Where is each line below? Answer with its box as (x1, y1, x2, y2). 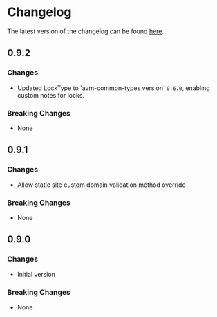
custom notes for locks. (17, 91, 85, 99)
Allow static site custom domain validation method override (17, 181, 186, 189)
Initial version (17, 270, 55, 278)
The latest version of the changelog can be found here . (7, 27, 164, 35)
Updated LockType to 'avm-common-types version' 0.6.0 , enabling (17, 84, 211, 92)
